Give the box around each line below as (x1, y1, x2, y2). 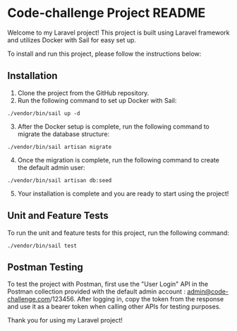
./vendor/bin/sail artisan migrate (7, 143, 112, 150)
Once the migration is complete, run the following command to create (17, 155, 220, 164)
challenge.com (7, 295, 51, 303)
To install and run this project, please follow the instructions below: (7, 49, 202, 58)
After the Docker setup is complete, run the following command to (17, 122, 210, 131)
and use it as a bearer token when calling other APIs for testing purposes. (7, 302, 221, 311)
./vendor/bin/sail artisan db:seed (7, 176, 112, 184)
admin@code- (186, 287, 229, 296)
